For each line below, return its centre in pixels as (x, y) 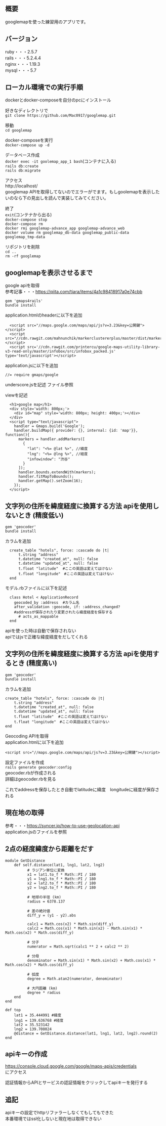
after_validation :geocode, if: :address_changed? (67, 607)
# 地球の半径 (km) (44, 897)
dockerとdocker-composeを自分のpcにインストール (58, 100)
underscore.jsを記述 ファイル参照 (39, 385)
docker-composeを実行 (29, 140)
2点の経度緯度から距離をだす (49, 849)
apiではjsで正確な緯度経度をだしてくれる (46, 637)
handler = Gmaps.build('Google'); (49, 426)
